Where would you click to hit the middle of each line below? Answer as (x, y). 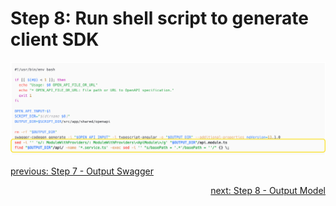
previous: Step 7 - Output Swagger (82, 171)
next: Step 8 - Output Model (268, 191)
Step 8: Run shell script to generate (159, 18)
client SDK (55, 39)
